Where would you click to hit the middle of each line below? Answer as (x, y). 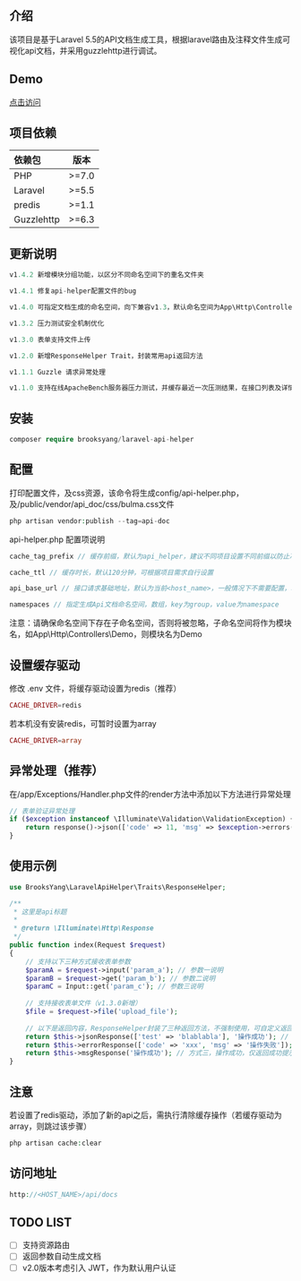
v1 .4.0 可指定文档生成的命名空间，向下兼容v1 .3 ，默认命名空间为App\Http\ (133, 307)
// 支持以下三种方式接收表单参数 (78, 961)
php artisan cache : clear (56, 1143)
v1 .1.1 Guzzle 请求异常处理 (57, 372)
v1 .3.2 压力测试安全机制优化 (57, 323)
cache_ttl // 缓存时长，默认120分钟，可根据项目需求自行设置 (112, 572)
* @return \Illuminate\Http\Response (83, 929)
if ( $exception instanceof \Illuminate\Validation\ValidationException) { (152, 819)
